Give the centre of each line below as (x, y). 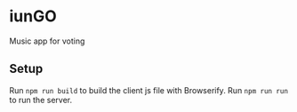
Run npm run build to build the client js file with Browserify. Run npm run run (149, 90)
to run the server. (41, 100)
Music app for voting (47, 41)
